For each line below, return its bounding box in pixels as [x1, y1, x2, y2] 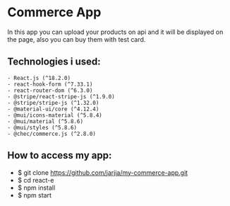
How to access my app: [7, 149, 112, 161]
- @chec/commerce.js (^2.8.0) [7, 130, 97, 137]
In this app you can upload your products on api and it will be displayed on [7, 28, 224, 36]
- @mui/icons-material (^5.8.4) [7, 111, 102, 119]
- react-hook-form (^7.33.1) [7, 81, 93, 88]
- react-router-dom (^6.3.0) [7, 86, 93, 94]
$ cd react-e [17, 176, 54, 184]
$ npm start [17, 190, 52, 199]
